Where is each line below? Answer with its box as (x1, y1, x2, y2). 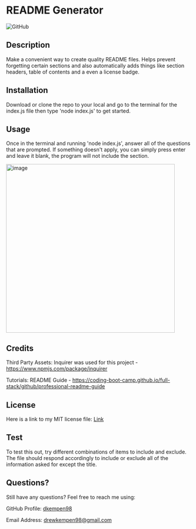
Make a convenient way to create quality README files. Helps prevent (6, 55, 175, 62)
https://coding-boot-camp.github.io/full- (72, 376, 171, 383)
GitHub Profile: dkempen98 (6, 505, 72, 512)
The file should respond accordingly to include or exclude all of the (6, 454, 169, 461)
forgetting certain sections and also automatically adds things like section (6, 62, 185, 69)
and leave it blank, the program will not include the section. (6, 153, 150, 160)
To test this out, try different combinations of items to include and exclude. (6, 448, 187, 455)
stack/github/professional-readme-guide (6, 383, 105, 390)
